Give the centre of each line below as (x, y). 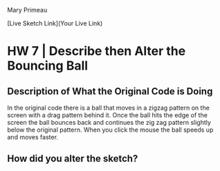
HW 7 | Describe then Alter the (97, 51)
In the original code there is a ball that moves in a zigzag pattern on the (108, 108)
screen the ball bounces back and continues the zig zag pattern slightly (109, 122)
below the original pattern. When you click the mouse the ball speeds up (110, 130)
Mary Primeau (27, 10)
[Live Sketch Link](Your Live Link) (55, 23)
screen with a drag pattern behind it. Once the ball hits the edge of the (107, 115)
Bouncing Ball (48, 66)
